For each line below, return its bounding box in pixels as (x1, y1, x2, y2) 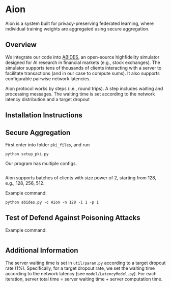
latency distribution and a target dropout (5, 96, 90, 102)
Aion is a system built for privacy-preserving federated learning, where (5, 20, 154, 26)
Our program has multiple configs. (5, 160, 77, 166)
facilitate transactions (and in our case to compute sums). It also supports (5, 70, 160, 76)
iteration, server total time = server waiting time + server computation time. (5, 276, 163, 282)
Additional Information (5, 246, 78, 255)
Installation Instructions (5, 111, 83, 120)
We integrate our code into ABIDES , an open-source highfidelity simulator (5, 54, 160, 60)
